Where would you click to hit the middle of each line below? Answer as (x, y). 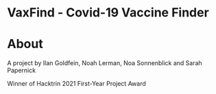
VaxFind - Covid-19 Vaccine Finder (108, 13)
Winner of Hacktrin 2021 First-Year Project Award (76, 84)
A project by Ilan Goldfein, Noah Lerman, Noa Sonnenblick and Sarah (105, 63)
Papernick (22, 71)
